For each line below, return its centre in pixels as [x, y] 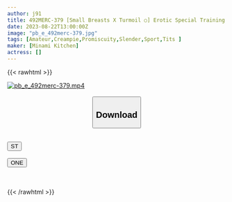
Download [117, 115]
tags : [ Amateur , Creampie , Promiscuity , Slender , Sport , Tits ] [94, 40]
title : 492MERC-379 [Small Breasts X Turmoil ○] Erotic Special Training [116, 20]
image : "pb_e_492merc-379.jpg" [52, 33]
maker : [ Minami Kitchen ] [43, 46]
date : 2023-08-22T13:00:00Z [48, 26]
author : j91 [24, 14]
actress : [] [24, 53]
